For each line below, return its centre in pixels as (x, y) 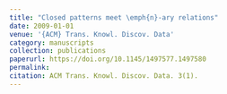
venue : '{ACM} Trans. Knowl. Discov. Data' (92, 34)
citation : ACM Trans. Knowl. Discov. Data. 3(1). (104, 76)
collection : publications (57, 51)
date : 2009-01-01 (42, 26)
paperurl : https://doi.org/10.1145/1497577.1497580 (108, 59)
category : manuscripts (52, 43)
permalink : (30, 68)
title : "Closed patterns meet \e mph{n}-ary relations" (114, 17)
